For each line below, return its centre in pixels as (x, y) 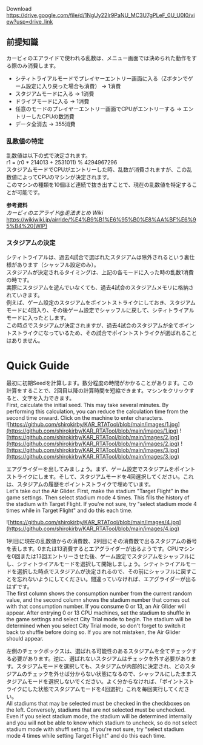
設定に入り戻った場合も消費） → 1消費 (73, 86)
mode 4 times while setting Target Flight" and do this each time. (86, 736)
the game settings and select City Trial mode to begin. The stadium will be (99, 619)
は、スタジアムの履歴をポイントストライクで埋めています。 (80, 484)
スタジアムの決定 (31, 243)
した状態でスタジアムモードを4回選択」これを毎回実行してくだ (105, 689)
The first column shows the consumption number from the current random (99, 593)
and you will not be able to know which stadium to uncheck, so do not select (102, 723)
